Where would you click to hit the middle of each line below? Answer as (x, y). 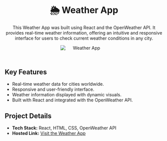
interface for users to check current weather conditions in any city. (84, 38)
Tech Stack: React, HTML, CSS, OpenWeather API (64, 128)
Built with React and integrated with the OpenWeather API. (72, 100)
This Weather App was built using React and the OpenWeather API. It (84, 27)
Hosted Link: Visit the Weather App (49, 133)
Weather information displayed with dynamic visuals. (67, 95)
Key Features (26, 72)
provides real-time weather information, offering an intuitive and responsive (84, 33)
